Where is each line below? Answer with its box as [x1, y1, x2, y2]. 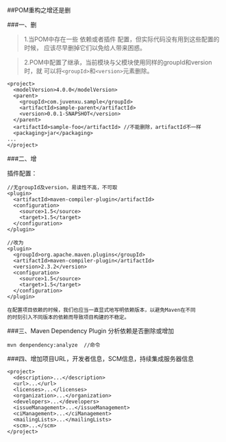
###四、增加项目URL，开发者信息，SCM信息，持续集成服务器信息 [7, 355, 194, 363]
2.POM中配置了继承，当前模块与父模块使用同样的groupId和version [23, 58, 212, 66]
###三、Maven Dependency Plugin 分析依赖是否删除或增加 [7, 327, 175, 334]
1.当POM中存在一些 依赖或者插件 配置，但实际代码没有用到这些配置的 [23, 35, 220, 43]
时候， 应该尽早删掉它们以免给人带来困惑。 [23, 44, 146, 51]
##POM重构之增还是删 [7, 6, 71, 14]
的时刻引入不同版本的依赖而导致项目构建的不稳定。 [7, 314, 130, 321]
